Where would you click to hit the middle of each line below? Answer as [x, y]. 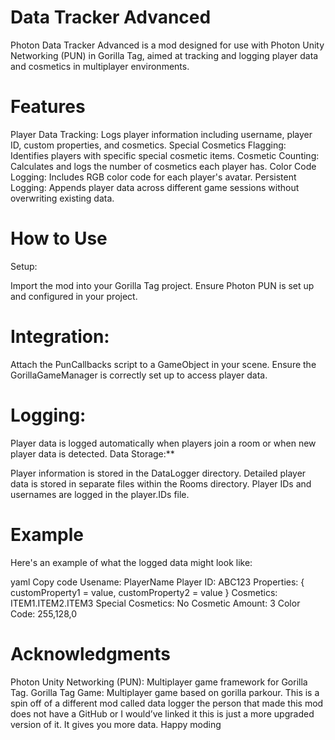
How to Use [59, 238]
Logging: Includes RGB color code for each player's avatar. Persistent [153, 177]
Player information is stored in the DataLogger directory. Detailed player [158, 473]
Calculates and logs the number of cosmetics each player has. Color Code [163, 166]
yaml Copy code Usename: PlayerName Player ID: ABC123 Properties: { [157, 582]
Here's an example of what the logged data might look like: [131, 562]
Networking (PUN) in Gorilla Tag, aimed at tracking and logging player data [164, 55]
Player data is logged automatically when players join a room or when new [163, 443]
